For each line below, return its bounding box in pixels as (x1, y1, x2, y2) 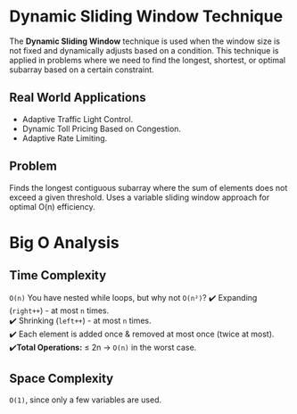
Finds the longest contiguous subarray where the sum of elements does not (9, 182, 288, 193)
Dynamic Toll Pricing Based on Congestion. (21, 123, 181, 134)
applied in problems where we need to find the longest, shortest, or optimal (9, 54, 286, 65)
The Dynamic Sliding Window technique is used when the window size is (9, 36, 281, 46)
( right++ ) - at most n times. (9, 305, 110, 316)
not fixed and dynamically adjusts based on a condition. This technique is (9, 45, 279, 55)
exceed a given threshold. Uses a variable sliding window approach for (9, 192, 270, 203)
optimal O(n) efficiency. (9, 201, 95, 211)
